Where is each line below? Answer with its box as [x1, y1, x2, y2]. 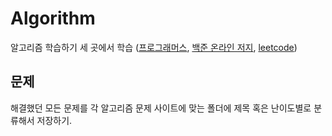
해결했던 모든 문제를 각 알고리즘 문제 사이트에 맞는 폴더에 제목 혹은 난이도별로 [10, 102, 312, 114]
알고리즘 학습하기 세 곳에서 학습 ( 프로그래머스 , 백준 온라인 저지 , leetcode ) [10, 41, 298, 53]
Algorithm [10, 7, 96, 30]
